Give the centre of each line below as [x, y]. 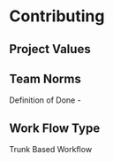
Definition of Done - [45, 100]
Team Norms [45, 78]
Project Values [50, 49]
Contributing [57, 16]
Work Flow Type [55, 128]
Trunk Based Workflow [51, 150]
